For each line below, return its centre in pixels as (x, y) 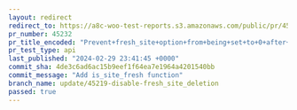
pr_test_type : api (42, 51)
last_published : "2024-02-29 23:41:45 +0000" (94, 59)
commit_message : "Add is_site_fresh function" (96, 75)
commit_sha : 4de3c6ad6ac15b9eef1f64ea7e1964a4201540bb (112, 67)
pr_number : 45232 (40, 34)
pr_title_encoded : (42, 42)
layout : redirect (40, 17)
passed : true (32, 91)
